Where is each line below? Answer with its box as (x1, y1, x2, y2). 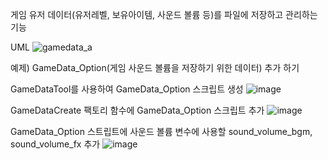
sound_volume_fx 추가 (10, 138, 101, 150)
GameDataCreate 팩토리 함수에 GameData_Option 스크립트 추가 (10, 104, 265, 116)
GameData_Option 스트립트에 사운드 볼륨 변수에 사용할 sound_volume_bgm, (10, 126, 313, 137)
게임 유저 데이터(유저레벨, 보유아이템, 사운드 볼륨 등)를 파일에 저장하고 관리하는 (10, 9, 318, 20)
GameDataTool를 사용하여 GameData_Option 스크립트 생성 (10, 83, 244, 95)
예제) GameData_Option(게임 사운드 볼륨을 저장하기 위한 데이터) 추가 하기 (10, 62, 300, 73)
